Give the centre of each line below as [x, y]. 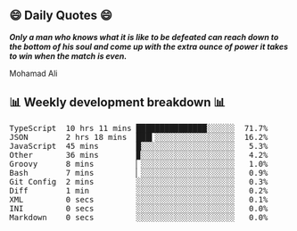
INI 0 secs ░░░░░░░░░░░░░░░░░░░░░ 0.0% [139, 208]
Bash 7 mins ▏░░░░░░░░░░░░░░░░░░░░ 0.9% [139, 173]
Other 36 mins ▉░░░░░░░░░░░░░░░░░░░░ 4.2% [139, 155]
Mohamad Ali [33, 73]
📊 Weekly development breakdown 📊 [117, 103]
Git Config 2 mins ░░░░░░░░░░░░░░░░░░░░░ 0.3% [139, 181]
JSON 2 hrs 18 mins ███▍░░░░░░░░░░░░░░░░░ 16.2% [139, 137]
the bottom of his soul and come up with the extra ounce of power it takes [148, 46]
